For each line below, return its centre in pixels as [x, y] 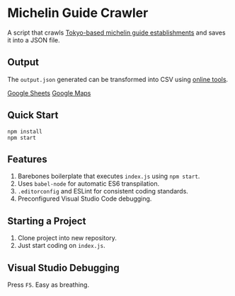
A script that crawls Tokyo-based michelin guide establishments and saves [116, 32]
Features [27, 159]
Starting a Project [47, 221]
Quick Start [33, 116]
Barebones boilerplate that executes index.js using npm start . [109, 176]
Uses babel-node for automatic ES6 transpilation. [88, 184]
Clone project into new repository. [67, 238]
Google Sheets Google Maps [49, 93]
